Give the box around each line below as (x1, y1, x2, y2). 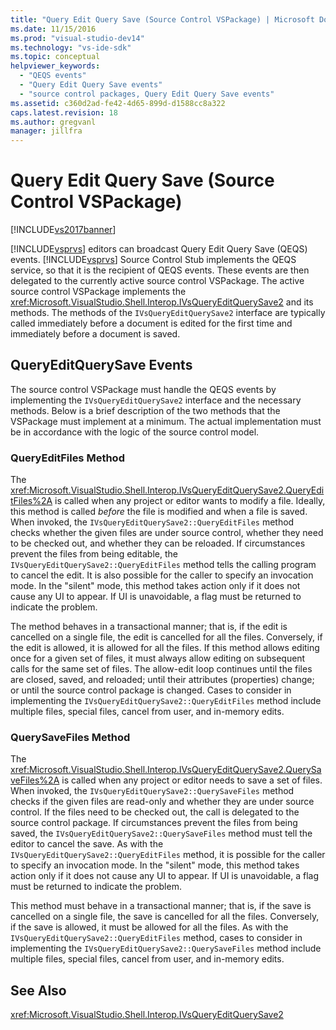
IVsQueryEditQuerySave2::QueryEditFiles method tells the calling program (10, 559, 317, 571)
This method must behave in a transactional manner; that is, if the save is (10, 900, 312, 912)
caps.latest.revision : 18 (10, 107, 118, 118)
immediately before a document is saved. (10, 328, 181, 340)
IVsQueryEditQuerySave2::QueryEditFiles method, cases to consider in (10, 932, 303, 944)
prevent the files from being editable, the (10, 548, 178, 560)
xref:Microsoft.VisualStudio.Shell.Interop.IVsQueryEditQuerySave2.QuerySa (10, 764, 322, 776)
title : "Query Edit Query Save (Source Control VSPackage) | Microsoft (10, 14, 315, 25)
